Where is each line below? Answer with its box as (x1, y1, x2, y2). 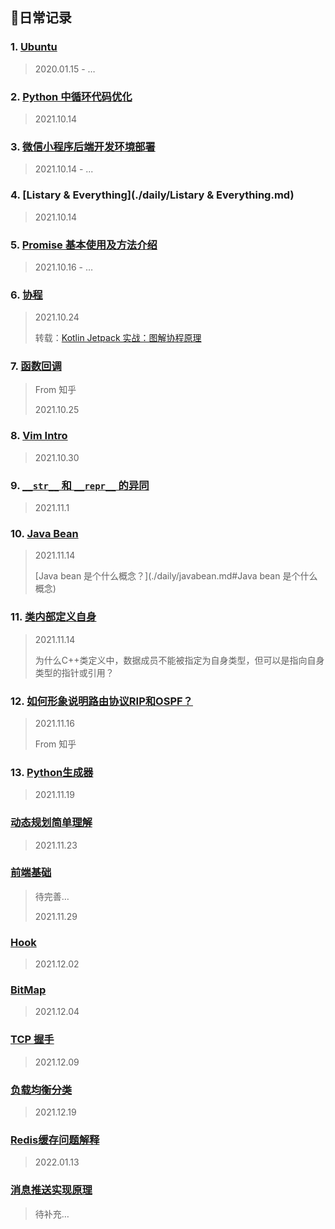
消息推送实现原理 (10, 1183, 93, 1197)
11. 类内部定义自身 (10, 610, 97, 624)
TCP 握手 (10, 1033, 55, 1047)
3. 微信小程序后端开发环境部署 (10, 139, 156, 153)
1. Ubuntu (10, 40, 58, 54)
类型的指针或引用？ (34, 666, 115, 678)
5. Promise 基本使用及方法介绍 (10, 238, 158, 252)
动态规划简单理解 (10, 816, 93, 830)
